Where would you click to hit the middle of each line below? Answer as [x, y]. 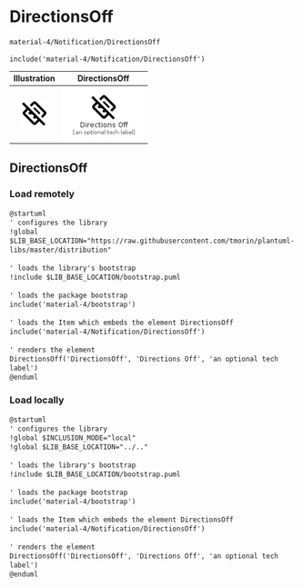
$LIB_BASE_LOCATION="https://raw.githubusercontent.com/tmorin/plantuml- [152, 241]
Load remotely [42, 194]
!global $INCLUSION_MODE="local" [73, 438]
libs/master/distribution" [61, 250]
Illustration [35, 78]
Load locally [37, 400]
